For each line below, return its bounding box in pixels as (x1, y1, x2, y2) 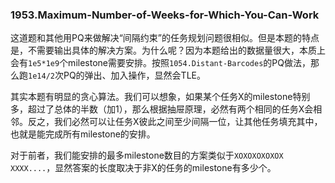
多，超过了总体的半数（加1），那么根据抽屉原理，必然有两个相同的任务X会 (10, 103, 314, 115)
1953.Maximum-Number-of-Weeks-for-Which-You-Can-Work (10, 8, 320, 22)
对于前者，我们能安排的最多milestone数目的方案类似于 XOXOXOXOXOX (10, 149, 284, 162)
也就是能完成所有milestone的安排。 (10, 128, 156, 140)
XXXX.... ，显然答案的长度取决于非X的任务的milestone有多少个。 (10, 162, 277, 174)
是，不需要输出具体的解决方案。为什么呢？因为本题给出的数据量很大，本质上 (10, 44, 326, 57)
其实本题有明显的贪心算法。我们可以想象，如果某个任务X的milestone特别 (10, 91, 311, 103)
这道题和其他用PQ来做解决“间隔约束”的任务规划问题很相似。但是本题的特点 (10, 32, 320, 44)
